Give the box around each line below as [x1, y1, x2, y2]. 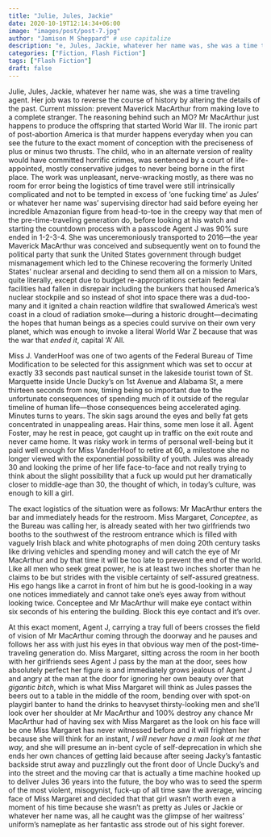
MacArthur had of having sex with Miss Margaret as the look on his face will [8, 716, 261, 726]
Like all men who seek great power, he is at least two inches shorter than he [8, 563, 261, 573]
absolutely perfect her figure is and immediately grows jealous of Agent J [8, 665, 252, 675]
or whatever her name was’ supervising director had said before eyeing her [8, 198, 259, 207]
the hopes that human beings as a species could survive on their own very [8, 318, 256, 328]
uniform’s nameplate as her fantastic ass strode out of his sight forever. [8, 819, 244, 829]
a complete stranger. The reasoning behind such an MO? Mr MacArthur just [8, 112, 260, 122]
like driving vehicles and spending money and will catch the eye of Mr [8, 546, 240, 556]
